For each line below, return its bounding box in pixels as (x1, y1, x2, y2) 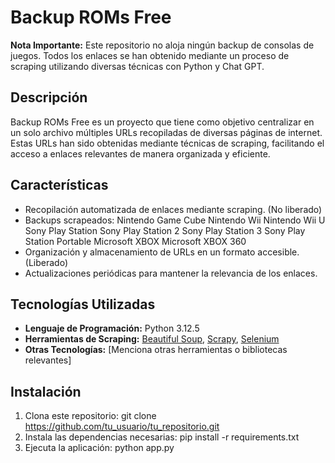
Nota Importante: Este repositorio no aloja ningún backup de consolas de (10, 39, 315, 51)
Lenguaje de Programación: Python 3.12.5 (24, 322, 200, 335)
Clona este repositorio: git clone (24, 410, 157, 422)
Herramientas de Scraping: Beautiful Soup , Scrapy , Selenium (24, 333, 280, 345)
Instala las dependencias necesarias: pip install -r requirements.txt (24, 431, 300, 443)
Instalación (10, 383, 82, 400)
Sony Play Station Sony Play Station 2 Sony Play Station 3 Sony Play (24, 224, 306, 236)
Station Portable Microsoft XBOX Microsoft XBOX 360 (24, 235, 247, 247)
